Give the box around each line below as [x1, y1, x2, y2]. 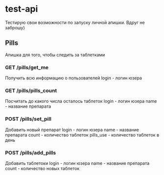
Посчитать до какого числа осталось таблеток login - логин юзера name [5, 98, 157, 104]
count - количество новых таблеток [5, 165, 80, 171]
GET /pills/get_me [5, 64, 49, 71]
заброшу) [5, 24, 25, 30]
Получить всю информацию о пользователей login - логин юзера [5, 75, 142, 81]
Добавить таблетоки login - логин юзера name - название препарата [5, 160, 150, 166]
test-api [5, 3, 38, 15]
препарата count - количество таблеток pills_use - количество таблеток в [5, 132, 160, 137]
